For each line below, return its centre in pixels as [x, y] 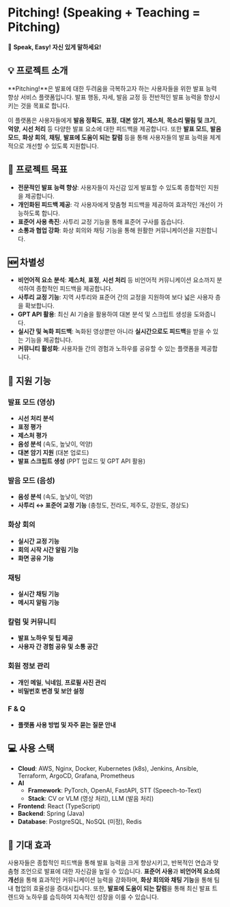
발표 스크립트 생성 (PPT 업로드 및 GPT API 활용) [82, 461]
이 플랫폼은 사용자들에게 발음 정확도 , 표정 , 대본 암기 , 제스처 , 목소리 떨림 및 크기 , [112, 120]
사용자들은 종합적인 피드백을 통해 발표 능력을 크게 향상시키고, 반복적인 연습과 [110, 863]
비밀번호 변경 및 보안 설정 [51, 691]
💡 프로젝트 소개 [38, 71]
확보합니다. [40, 306]
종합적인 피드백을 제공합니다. [74, 288]
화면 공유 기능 [35, 558]
